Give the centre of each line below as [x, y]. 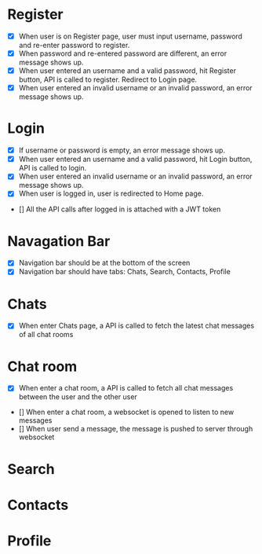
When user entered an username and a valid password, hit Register [127, 71]
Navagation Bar [59, 241]
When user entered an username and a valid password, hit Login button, [135, 160]
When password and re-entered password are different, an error [123, 53]
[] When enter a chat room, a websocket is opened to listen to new [126, 412]
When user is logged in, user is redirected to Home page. [111, 193]
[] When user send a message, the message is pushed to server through [136, 429]
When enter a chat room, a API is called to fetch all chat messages [126, 388]
